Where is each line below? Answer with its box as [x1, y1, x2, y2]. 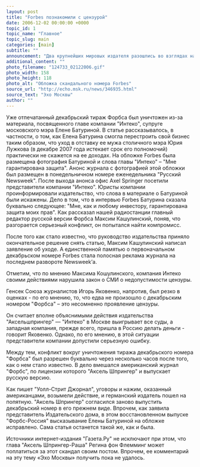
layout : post [6, 8, 39, 15]
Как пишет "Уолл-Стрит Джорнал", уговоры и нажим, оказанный [6, 385, 171, 393]
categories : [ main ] [6, 42, 55, 48]
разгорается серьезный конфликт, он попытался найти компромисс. [6, 221, 182, 228]
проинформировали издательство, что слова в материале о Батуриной [6, 189, 188, 197]
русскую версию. [6, 373, 51, 381]
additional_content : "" [6, 58, 65, 64]
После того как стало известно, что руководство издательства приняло [6, 233, 190, 240]
